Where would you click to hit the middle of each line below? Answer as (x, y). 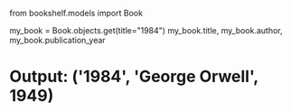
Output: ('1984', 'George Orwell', (134, 77)
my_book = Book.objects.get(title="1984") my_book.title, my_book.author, (146, 30)
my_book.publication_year (57, 40)
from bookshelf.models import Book (76, 13)
